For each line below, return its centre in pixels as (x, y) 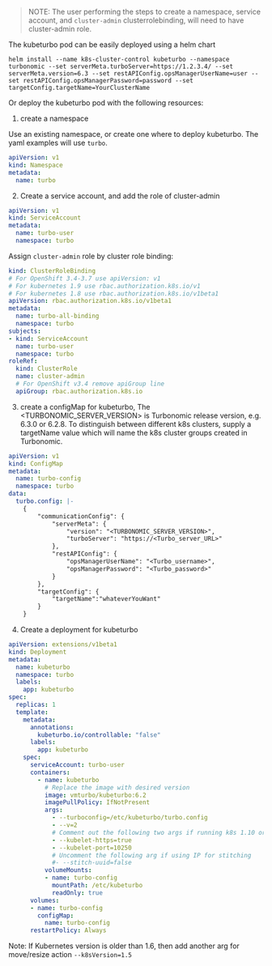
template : (32, 712)
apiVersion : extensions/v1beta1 (63, 645)
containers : (50, 772)
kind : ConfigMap (36, 464)
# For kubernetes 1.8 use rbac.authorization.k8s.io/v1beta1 (114, 294)
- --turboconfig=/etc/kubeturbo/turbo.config (130, 818)
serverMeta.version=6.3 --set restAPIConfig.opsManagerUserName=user (128, 74)
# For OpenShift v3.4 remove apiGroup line (90, 384)
